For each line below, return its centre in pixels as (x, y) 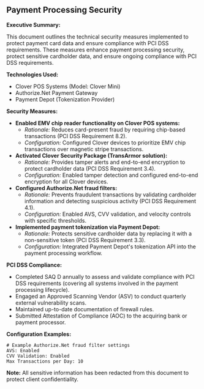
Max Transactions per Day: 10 (45, 361)
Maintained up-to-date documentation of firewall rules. (85, 309)
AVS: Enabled (23, 350)
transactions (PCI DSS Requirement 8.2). (76, 136)
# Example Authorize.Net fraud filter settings (68, 345)
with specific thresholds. (55, 220)
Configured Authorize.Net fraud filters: (66, 188)
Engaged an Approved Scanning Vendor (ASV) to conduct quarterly (100, 296)
